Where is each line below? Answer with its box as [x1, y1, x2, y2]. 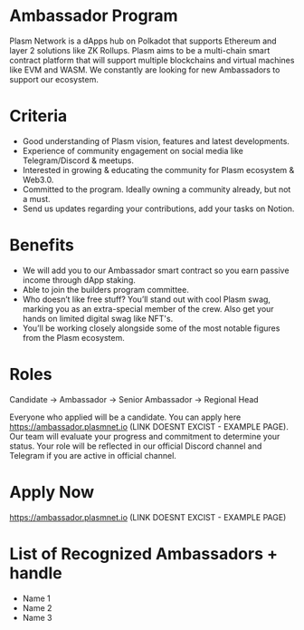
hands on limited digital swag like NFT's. [22, 313, 174, 324]
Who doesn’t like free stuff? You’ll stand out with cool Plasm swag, [22, 294, 271, 305]
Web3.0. [22, 174, 54, 185]
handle [9, 563, 63, 583]
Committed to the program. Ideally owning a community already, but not [22, 183, 291, 195]
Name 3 [22, 612, 52, 623]
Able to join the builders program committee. [22, 284, 190, 295]
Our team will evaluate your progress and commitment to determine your [9, 431, 280, 441]
